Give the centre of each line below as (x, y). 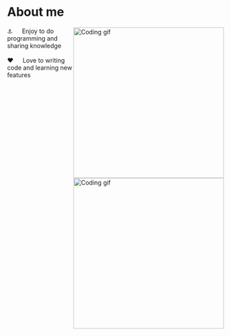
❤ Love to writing (36, 60)
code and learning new (40, 67)
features (19, 75)
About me (36, 12)
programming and (33, 38)
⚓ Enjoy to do (31, 31)
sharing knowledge (34, 45)
